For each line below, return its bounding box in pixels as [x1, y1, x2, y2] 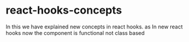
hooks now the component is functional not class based [5, 29, 145, 36]
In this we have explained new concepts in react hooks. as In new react [5, 23, 183, 30]
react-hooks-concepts [5, 4, 122, 17]
